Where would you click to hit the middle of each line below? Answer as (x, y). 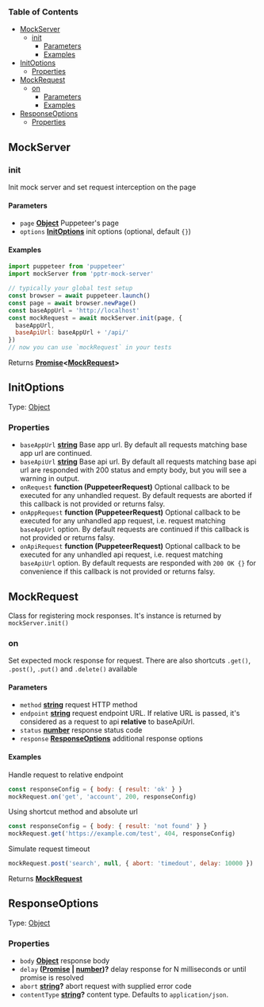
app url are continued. (56, 453)
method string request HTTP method (78, 705)
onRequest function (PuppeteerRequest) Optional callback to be (124, 487)
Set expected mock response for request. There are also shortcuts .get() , (130, 661)
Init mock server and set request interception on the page (102, 187)
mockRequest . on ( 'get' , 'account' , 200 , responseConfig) (102, 797)
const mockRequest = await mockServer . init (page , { (95, 318)
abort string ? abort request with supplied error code (105, 986)
